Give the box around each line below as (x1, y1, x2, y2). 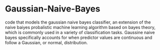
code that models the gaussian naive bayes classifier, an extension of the (5, 19, 151, 25)
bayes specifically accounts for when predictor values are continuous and (5, 35, 152, 40)
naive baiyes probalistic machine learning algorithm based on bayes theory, (5, 24, 156, 30)
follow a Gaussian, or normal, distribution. (5, 39, 88, 45)
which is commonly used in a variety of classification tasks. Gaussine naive (5, 29, 155, 35)
